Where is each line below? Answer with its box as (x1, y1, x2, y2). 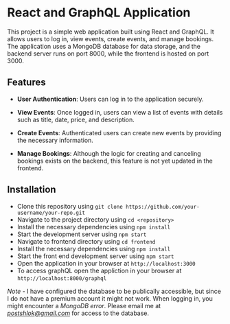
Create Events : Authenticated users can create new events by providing (16, 128, 222, 137)
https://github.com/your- (126, 203, 200, 210)
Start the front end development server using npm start (16, 252, 174, 260)
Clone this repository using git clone (16, 202, 124, 210)
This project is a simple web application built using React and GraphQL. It (7, 27, 214, 36)
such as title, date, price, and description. (16, 115, 135, 124)
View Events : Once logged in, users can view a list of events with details (16, 108, 223, 116)
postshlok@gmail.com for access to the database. (7, 309, 150, 317)
